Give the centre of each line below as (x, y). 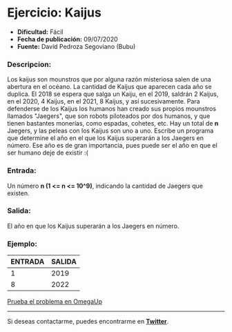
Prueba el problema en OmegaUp (55, 302)
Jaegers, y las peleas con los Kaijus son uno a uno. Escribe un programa (110, 131)
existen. (18, 193)
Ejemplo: (22, 244)
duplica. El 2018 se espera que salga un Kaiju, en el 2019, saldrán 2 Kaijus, (113, 94)
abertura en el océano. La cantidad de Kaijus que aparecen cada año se (109, 87)
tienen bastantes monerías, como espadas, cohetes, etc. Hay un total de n (113, 124)
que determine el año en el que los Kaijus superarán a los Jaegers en (105, 138)
